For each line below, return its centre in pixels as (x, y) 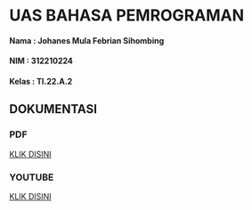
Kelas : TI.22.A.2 (41, 81)
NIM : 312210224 (41, 61)
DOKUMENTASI (53, 109)
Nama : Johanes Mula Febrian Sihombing (87, 40)
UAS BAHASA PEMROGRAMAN (127, 16)
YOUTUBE (32, 177)
